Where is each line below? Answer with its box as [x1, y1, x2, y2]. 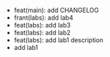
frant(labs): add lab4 [13, 13, 74, 22]
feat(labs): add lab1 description [13, 36, 104, 44]
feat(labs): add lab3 [13, 21, 71, 29]
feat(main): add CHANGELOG [13, 6, 99, 14]
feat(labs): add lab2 [13, 28, 71, 37]
